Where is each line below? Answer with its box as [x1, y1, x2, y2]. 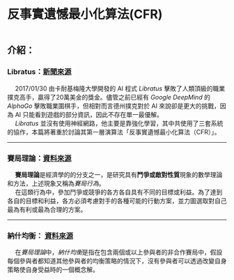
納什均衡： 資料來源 [7, 231, 74, 240]
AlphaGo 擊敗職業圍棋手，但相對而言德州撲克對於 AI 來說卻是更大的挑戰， [7, 102, 221, 110]
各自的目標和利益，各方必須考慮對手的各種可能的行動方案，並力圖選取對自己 [7, 196, 227, 205]
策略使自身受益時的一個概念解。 [7, 265, 99, 274]
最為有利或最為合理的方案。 [7, 205, 87, 213]
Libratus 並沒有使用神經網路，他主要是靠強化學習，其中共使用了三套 [15, 119, 211, 127]
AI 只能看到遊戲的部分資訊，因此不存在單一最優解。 [15, 110, 164, 118]
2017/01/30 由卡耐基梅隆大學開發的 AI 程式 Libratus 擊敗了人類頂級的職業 [15, 84, 225, 93]
